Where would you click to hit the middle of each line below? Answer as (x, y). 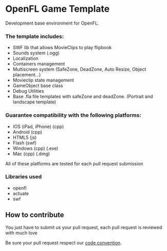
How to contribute (35, 215)
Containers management (39, 64)
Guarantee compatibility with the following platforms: (74, 115)
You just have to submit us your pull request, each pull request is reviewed (84, 227)
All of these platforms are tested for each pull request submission (74, 163)
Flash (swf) (25, 143)
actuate (21, 193)
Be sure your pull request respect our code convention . (64, 243)
